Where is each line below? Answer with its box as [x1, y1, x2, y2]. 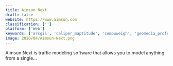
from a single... [5, 55, 37, 61]
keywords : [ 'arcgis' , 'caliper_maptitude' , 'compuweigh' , [5, 31, 132, 36]
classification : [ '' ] [5, 21, 52, 27]
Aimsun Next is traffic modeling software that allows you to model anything [5, 49, 165, 56]
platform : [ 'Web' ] [5, 26, 45, 31]
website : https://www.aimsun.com [5, 17, 77, 22]
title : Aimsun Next [5, 7, 47, 13]
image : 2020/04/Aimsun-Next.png [5, 36, 75, 41]
